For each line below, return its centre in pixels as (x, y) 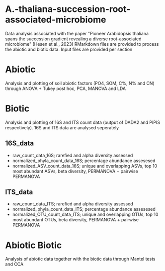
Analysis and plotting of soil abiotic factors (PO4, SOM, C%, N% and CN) (80, 83)
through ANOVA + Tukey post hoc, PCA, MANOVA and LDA (65, 89)
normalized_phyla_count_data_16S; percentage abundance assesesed (84, 161)
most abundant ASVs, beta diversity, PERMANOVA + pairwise (75, 171)
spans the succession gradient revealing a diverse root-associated (73, 39)
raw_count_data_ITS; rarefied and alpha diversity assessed (73, 204)
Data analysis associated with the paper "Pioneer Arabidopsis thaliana (77, 33)
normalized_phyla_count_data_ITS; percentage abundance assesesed (84, 209)
